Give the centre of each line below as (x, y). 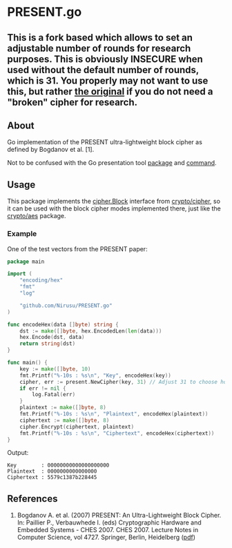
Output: (18, 453)
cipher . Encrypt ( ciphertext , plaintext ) (77, 427)
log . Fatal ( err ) (54, 395)
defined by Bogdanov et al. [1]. (51, 150)
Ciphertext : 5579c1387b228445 (52, 478)
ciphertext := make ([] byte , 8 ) (65, 420)
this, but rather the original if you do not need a (110, 91)
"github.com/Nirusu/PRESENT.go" (66, 305)
